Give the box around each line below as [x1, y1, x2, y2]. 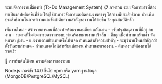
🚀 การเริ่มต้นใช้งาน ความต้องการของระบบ [5, 58, 71, 64]
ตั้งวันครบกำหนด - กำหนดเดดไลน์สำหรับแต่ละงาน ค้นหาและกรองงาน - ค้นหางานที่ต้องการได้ [5, 43, 152, 49]
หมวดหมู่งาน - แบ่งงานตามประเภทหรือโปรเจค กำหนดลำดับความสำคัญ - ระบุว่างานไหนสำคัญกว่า [5, 37, 158, 43]
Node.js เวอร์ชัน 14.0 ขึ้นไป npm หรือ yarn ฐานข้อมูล [5, 68, 97, 73]
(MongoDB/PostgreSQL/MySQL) [5, 73, 70, 79]
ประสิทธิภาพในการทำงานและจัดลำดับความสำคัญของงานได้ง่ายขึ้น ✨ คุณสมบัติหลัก [5, 17, 134, 22]
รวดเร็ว [5, 49, 17, 54]
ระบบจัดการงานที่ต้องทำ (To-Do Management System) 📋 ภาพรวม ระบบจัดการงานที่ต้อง [5, 4, 157, 10]
